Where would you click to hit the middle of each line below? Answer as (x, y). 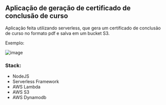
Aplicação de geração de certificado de (68, 8)
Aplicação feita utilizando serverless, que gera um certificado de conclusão (83, 28)
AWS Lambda (26, 87)
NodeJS (21, 76)
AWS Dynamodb (29, 98)
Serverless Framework (35, 82)
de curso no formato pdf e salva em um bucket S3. (57, 33)
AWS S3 (21, 92)
